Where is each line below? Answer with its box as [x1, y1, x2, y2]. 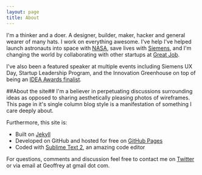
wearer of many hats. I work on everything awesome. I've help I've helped [6, 38, 192, 45]
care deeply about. [6, 107, 54, 114]
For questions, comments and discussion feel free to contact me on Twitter [6, 155, 195, 162]
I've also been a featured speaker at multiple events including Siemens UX [6, 62, 193, 70]
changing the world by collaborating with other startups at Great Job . [6, 51, 180, 58]
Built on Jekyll [15, 130, 50, 138]
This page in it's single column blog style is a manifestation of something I [6, 100, 192, 107]
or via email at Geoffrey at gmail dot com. [6, 162, 110, 169]
